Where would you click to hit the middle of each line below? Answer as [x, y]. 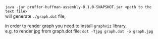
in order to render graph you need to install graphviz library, [66, 26]
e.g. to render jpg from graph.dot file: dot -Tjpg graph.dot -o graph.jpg [79, 31]
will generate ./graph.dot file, [35, 16]
